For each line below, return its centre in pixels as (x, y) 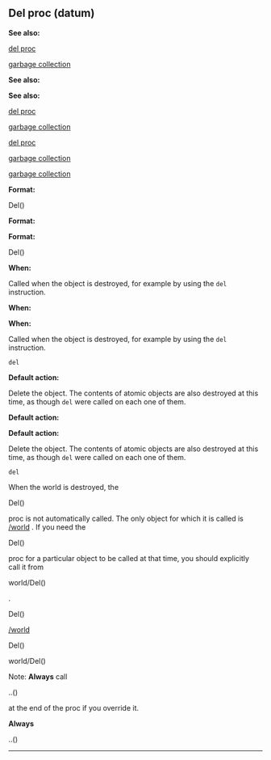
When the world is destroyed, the (64, 487)
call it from (26, 567)
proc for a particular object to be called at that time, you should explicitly (129, 558)
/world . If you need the (47, 527)
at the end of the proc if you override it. (74, 707)
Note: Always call (38, 676)
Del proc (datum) (52, 13)
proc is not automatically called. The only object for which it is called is (126, 518)
